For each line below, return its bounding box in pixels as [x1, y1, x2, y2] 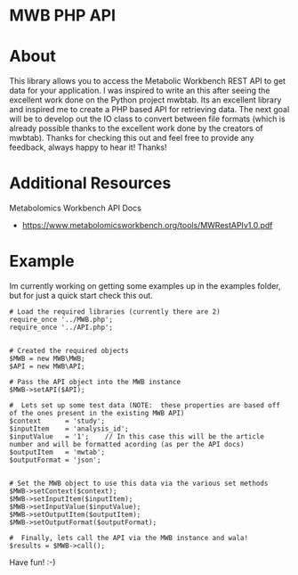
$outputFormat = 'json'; [9, 456, 101, 464]
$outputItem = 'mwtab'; [9, 448, 105, 456]
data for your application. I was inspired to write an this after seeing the [9, 86, 270, 96]
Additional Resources [9, 173, 172, 193]
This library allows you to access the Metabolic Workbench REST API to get [9, 76, 286, 86]
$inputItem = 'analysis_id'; [9, 424, 129, 433]
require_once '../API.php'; [9, 323, 114, 332]
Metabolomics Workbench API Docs [9, 202, 142, 214]
